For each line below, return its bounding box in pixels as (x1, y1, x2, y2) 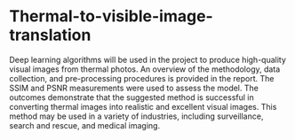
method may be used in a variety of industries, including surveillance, (9, 111, 264, 121)
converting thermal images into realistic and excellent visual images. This (9, 101, 277, 112)
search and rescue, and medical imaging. (9, 120, 161, 130)
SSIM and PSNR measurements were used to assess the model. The (9, 82, 259, 93)
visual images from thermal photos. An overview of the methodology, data (9, 64, 281, 74)
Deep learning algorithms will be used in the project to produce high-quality (9, 54, 287, 65)
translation (9, 25, 92, 45)
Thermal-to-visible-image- (9, 6, 213, 27)
